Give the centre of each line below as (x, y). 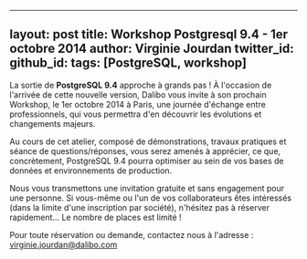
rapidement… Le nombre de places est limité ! (95, 217)
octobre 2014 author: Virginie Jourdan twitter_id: (152, 49)
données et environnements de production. (91, 171)
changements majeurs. (53, 123)
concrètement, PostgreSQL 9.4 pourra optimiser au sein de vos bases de (147, 161)
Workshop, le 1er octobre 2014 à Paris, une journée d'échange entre (138, 104)
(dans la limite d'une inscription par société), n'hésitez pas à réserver (139, 207)
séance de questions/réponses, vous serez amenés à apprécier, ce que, (145, 150)
